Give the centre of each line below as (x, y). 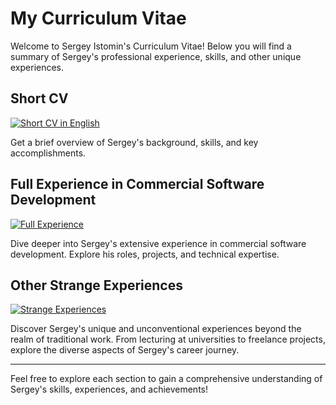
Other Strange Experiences (96, 285)
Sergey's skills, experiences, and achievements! (109, 389)
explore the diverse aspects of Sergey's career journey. (125, 350)
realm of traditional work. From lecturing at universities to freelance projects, (168, 339)
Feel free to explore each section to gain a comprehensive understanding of (166, 379)
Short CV (39, 98)
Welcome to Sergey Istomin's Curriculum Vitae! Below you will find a (151, 46)
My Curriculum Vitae (98, 18)
